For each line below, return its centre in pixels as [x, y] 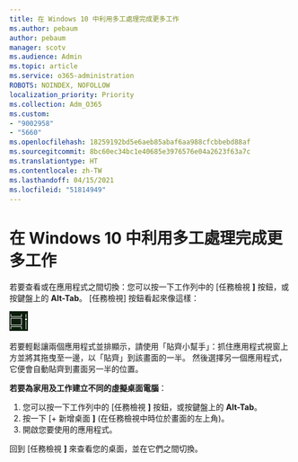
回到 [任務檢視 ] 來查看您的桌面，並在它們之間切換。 [106, 449]
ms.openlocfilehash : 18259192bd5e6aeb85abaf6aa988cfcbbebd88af [130, 142]
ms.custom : [30, 114]
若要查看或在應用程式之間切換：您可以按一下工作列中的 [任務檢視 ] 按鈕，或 [149, 287]
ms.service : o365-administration [72, 76]
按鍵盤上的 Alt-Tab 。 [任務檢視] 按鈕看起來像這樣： [105, 298]
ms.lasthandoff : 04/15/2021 [62, 180]
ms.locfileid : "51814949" [57, 190]
